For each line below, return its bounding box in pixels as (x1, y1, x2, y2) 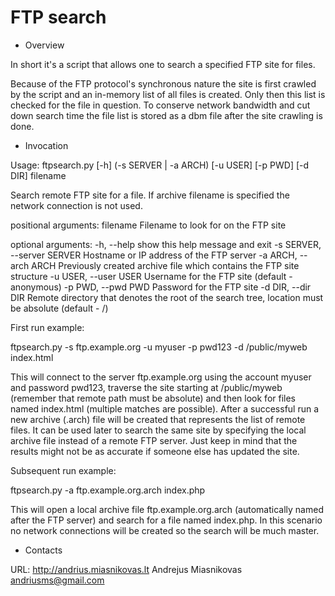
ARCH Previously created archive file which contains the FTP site (31, 259, 300, 271)
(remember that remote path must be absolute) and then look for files (10, 392, 297, 404)
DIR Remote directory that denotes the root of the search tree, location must (10, 291, 324, 303)
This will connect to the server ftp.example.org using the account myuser (10, 371, 312, 383)
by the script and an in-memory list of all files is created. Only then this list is (10, 88, 326, 100)
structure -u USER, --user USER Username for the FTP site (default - (10, 270, 293, 282)
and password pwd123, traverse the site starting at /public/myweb (10, 381, 283, 393)
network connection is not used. (10, 199, 143, 211)
